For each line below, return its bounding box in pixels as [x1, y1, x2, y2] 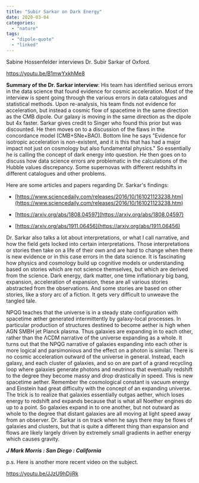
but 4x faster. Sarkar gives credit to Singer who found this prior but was [6, 119, 182, 126]
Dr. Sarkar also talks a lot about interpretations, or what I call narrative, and [6, 233, 189, 241]
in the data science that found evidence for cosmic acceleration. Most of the [6, 88, 194, 95]
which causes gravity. [6, 435, 60, 443]
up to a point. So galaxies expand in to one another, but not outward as [6, 403, 180, 411]
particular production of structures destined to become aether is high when [6, 321, 191, 328]
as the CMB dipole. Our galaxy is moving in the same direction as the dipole [6, 113, 191, 120]
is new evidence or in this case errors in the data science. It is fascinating [6, 253, 186, 260]
